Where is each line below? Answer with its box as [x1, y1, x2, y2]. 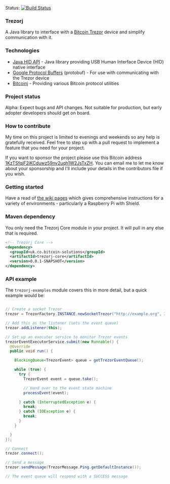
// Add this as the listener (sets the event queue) [5, 320, 119, 326]
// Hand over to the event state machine [23, 385, 112, 391]
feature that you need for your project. [5, 145, 85, 151]
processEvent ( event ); [23, 390, 69, 396]
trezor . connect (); [5, 451, 44, 456]
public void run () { [10, 348, 53, 354]
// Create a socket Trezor [5, 307, 62, 312]
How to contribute [5, 122, 51, 130]
